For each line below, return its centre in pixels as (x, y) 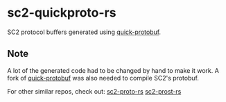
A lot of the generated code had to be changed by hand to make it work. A (113, 70)
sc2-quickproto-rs (62, 13)
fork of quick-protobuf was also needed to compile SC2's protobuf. (103, 78)
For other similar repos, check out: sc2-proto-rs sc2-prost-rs (94, 91)
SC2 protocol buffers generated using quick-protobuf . (84, 32)
